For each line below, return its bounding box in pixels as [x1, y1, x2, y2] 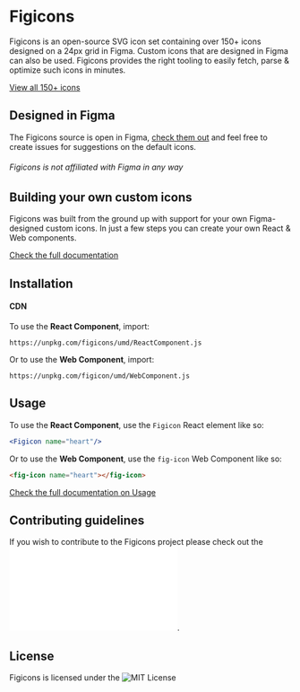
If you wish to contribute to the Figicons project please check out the [9, 537, 264, 547]
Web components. [9, 232, 77, 243]
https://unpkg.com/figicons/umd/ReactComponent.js [9, 338, 202, 347]
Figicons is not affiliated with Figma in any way [9, 162, 184, 172]
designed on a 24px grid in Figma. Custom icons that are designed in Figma [9, 45, 289, 56]
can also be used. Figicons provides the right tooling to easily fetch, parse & [9, 55, 289, 66]
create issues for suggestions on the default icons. [9, 141, 197, 152]
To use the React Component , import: [9, 320, 150, 331]
